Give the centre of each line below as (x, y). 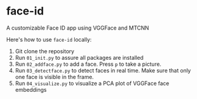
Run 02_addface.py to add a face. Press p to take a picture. (88, 64)
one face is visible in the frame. (54, 77)
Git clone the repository (45, 51)
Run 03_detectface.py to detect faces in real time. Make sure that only (103, 70)
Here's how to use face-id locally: (49, 39)
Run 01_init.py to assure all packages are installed (79, 57)
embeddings (31, 89)
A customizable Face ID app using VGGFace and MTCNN (78, 28)
